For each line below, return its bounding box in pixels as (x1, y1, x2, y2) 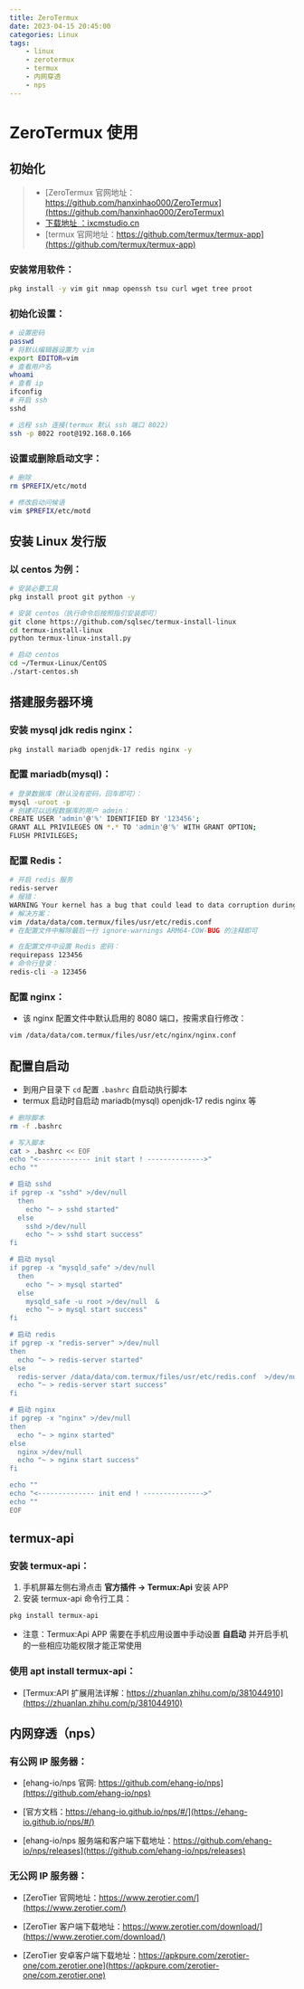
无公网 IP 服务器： (9, 1870, 88, 1882)
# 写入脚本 (9, 1137, 45, 1147)
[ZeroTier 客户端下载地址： (22, 1920, 124, 1932)
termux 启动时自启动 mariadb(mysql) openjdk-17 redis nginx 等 (22, 1095, 257, 1106)
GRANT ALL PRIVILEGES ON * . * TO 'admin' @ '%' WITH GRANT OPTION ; (9, 823, 257, 833)
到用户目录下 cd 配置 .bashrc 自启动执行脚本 (22, 1083, 187, 1095)
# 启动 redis (9, 1330, 56, 1339)
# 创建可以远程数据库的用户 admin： (9, 806, 129, 815)
